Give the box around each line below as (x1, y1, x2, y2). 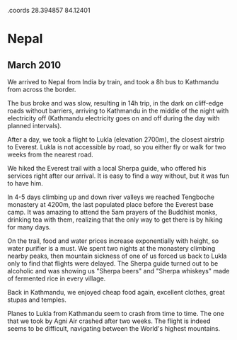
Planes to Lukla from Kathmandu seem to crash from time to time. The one (7, 310, 224, 317)
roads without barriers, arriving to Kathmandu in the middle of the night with (7, 106, 229, 115)
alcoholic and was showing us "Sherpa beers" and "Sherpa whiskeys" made (7, 267, 230, 275)
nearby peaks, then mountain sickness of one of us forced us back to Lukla (7, 251, 227, 260)
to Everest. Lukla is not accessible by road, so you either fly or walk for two (7, 143, 226, 151)
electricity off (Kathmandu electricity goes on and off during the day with (7, 114, 220, 123)
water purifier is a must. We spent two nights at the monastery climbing (7, 244, 216, 252)
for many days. (7, 223, 51, 231)
